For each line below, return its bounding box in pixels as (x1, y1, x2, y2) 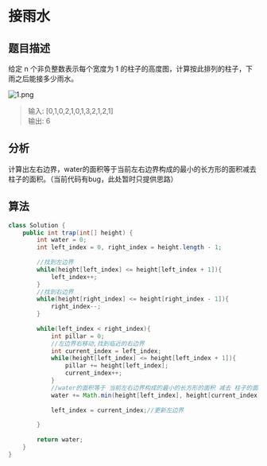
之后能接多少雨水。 (14, 74, 78, 83)
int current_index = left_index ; (50, 347, 161, 355)
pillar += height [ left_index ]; (64, 362, 169, 370)
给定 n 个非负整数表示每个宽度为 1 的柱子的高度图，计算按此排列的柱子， (8, 64, 246, 73)
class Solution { (8, 221, 66, 229)
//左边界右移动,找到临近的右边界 (50, 340, 145, 348)
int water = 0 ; (37, 236, 87, 244)
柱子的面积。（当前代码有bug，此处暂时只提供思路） (8, 174, 178, 184)
